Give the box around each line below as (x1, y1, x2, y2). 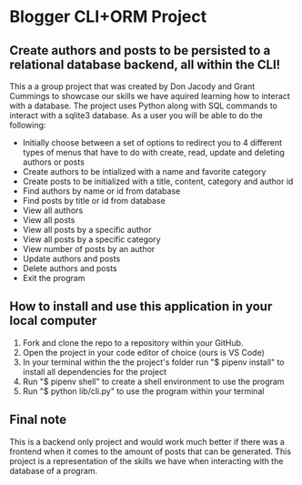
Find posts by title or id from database (22, 196, 166, 206)
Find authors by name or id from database (22, 186, 181, 197)
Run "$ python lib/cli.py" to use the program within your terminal (22, 385, 265, 397)
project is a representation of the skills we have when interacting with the (9, 455, 284, 466)
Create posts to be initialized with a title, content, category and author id (22, 176, 294, 187)
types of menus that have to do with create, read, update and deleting (22, 147, 285, 157)
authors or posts (22, 157, 85, 167)
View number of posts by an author (22, 244, 156, 254)
